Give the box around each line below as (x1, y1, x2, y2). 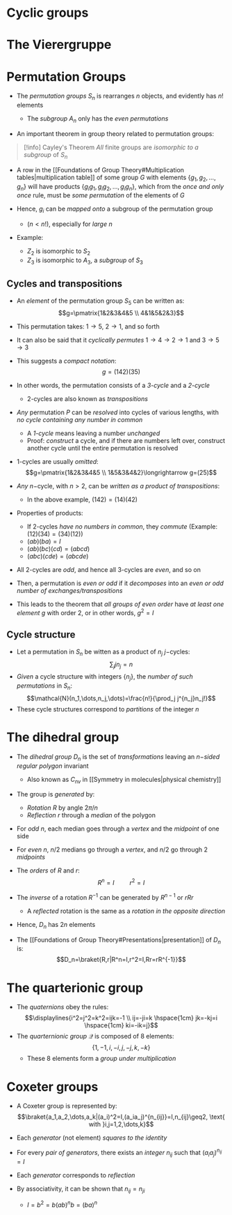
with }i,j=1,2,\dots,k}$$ (88, 1120, 154, 1129)
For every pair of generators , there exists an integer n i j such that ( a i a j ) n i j (16, 1147, 222, 1159)
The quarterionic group (6, 980, 144, 995)
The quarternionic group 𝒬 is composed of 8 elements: (16, 1032, 174, 1041)
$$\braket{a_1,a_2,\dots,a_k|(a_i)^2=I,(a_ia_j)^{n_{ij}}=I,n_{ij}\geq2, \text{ (17, 1112, 225, 1121)
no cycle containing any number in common (16, 416, 143, 424)
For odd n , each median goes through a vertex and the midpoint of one (16, 824, 219, 833)
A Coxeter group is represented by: (16, 1102, 117, 1110)
